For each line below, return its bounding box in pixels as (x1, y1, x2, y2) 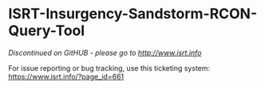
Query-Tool (8, 21, 85, 40)
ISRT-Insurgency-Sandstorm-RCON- (8, 5, 258, 23)
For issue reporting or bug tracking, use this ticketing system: (8, 63, 211, 72)
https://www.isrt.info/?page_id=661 (8, 72, 125, 81)
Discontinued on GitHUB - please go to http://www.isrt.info (8, 48, 202, 57)
